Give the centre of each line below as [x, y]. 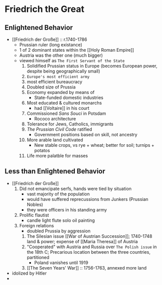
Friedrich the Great [45, 9]
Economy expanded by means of [61, 92]
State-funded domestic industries [69, 97]
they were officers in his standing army [67, 209]
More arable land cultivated [55, 140]
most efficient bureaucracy [55, 82]
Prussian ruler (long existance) [51, 45]
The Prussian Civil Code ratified [60, 129]
